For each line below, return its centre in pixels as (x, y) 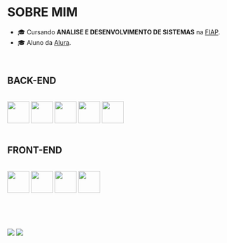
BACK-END (32, 81)
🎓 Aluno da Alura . (44, 42)
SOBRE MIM (43, 12)
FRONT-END (35, 150)
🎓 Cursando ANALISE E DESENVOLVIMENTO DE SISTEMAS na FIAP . (119, 32)
